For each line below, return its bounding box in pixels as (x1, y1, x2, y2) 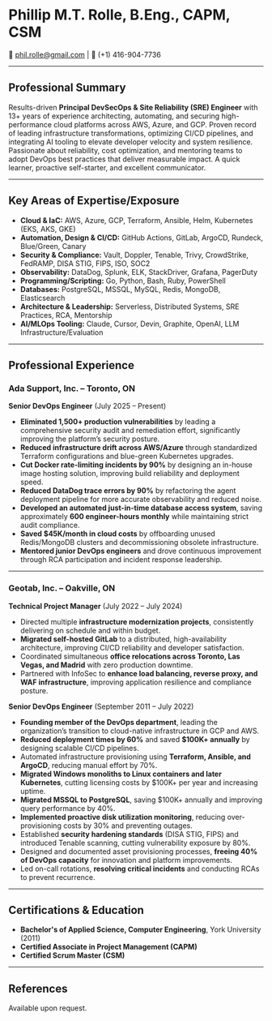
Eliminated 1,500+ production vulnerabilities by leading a (19, 417, 216, 427)
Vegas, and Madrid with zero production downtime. (19, 659, 193, 670)
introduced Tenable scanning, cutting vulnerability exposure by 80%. (19, 838, 251, 847)
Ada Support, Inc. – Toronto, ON (8, 383, 136, 394)
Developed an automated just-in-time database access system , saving (19, 503, 263, 513)
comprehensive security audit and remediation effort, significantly (19, 426, 240, 435)
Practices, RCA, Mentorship (19, 310, 113, 320)
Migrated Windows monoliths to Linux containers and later (19, 769, 223, 779)
